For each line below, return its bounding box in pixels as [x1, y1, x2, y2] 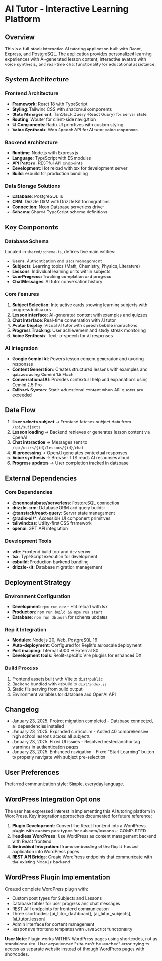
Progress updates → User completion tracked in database [12, 460, 129, 466]
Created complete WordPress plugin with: [5, 886, 88, 892]
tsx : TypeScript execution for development [12, 554, 98, 560]
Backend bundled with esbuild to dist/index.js [12, 681, 107, 687]
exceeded [12, 392, 32, 398]
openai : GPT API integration [12, 525, 68, 532]
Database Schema [5, 238, 49, 244]
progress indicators [12, 307, 51, 313]
